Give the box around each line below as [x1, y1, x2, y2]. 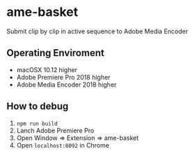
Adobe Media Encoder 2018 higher [16, 80, 117, 89]
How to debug [6, 101, 69, 112]
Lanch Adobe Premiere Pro [16, 126, 95, 135]
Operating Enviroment [6, 47, 105, 59]
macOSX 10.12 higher [16, 65, 78, 73]
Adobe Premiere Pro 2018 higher [16, 73, 111, 81]
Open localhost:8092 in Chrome [16, 141, 109, 149]
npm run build [16, 120, 58, 127]
